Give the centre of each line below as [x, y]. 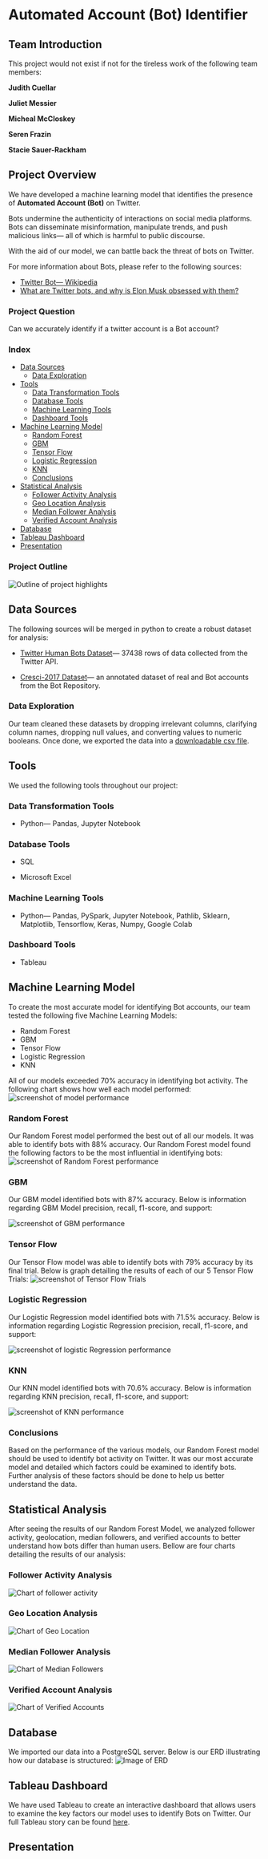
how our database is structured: [61, 1760]
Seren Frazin [30, 134]
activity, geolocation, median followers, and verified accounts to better [125, 1537]
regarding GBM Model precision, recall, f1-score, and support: [110, 1208]
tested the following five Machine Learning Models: [93, 1015]
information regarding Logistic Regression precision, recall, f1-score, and [128, 1326]
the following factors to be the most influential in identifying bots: [116, 1152]
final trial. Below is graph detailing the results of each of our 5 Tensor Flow [131, 1270]
